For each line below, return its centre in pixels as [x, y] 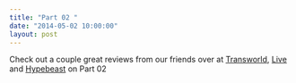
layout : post [34, 34]
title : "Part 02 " [44, 17]
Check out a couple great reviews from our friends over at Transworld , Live [148, 60]
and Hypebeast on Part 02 [58, 69]
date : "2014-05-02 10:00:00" [64, 26]
